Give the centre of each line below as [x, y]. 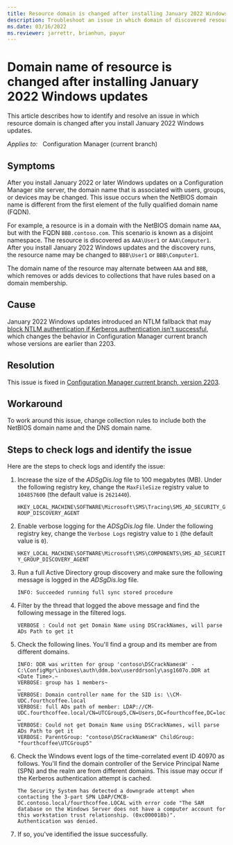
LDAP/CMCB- [114, 797]
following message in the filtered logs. [72, 613]
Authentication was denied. [58, 821]
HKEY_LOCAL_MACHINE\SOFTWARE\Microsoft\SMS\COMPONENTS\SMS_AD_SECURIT [121, 554]
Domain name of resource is [89, 67]
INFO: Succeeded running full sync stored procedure [95, 593]
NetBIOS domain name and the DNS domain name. [80, 428]
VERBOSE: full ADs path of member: [69, 707]
